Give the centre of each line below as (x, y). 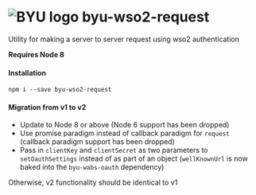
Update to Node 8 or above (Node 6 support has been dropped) (124, 125)
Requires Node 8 (37, 54)
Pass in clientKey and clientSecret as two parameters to (114, 150)
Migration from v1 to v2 (47, 107)
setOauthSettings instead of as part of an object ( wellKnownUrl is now (134, 158)
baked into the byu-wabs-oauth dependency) (92, 167)
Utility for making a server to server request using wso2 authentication (124, 39)
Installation (27, 72)
